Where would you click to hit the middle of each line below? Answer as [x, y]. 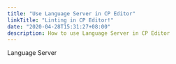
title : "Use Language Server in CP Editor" [72, 14]
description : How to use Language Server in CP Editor [89, 33]
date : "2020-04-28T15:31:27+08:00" [59, 26]
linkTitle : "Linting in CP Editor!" [60, 20]
